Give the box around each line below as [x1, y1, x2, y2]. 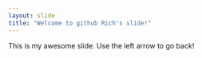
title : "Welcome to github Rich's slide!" [8, 19, 152, 27]
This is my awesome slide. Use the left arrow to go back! [8, 41, 195, 50]
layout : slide [8, 11, 56, 20]
